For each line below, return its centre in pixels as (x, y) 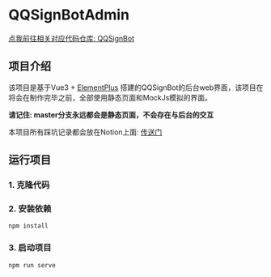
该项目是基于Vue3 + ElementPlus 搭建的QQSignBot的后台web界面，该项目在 (136, 87)
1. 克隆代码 (29, 185)
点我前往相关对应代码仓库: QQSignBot (72, 38)
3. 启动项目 (30, 248)
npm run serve (32, 265)
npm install (28, 226)
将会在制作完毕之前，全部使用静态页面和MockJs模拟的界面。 (110, 97)
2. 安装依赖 (30, 208)
